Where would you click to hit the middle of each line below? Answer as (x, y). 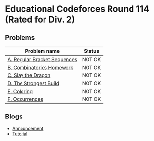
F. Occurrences (25, 99)
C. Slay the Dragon (29, 75)
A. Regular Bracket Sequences (42, 59)
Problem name (43, 51)
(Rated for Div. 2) (40, 19)
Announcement (28, 128)
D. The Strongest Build (33, 83)
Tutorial (20, 134)
